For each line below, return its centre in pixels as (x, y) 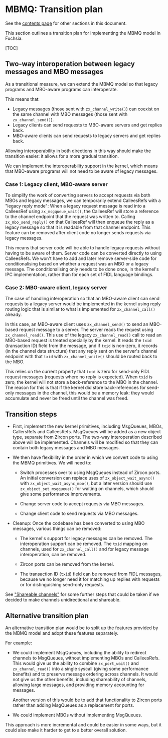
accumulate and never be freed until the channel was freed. (67, 398)
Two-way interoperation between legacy (70, 64)
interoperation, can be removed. (53, 555)
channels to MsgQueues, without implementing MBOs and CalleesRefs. (86, 658)
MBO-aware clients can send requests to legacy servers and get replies (87, 136)
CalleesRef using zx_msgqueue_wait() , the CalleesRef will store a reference (82, 211)
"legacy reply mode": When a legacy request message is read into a (75, 206)
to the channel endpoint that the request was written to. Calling (70, 217)
